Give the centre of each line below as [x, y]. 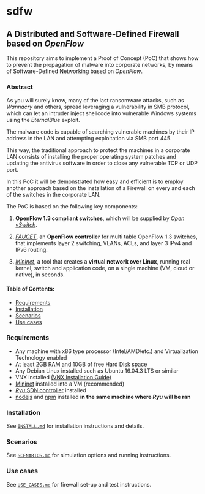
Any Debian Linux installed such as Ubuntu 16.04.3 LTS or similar [97, 370]
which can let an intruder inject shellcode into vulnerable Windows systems [102, 113]
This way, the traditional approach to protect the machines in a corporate [98, 150]
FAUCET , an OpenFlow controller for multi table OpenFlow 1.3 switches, [106, 237]
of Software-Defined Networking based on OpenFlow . [74, 71]
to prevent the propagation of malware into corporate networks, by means [100, 65]
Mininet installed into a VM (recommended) [70, 384]
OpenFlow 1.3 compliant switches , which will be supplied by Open [100, 218]
